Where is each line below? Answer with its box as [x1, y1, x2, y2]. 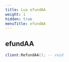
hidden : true [5, 16, 32, 21]
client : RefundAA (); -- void [5, 53, 64, 58]
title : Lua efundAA [5, 7, 46, 12]
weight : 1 [5, 12, 26, 17]
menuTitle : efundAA [5, 21, 46, 26]
